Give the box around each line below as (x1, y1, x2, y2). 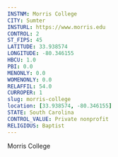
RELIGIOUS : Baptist (7, 122, 65, 129)
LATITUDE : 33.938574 (7, 43, 69, 50)
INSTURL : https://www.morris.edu (7, 23, 106, 30)
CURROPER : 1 (7, 89, 42, 96)
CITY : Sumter (7, 17, 46, 24)
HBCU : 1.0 (7, 57, 37, 64)
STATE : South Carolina (7, 109, 74, 116)
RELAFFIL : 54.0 (7, 83, 52, 90)
